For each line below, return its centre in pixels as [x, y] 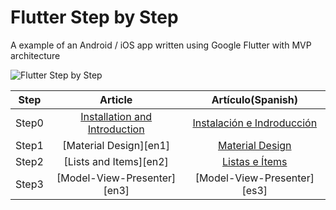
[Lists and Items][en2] [116, 161]
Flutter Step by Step [94, 17]
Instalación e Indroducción [255, 123]
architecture [35, 55]
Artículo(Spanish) [254, 99]
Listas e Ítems [255, 161]
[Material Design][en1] [116, 145]
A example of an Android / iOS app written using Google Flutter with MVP [161, 45]
